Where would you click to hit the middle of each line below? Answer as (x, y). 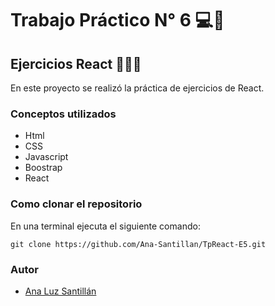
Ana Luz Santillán (60, 291)
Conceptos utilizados (63, 114)
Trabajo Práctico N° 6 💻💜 (117, 20)
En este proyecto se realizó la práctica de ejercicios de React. (137, 88)
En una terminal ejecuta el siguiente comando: (105, 226)
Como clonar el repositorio (76, 204)
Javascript (46, 157)
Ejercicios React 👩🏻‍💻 (76, 63)
